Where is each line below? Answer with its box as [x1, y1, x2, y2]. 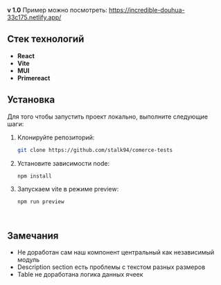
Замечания [7, 230, 59, 241]
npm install [17, 173, 52, 180]
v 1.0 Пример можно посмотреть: [7, 6, 107, 14]
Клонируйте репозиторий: [17, 133, 95, 141]
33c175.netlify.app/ [7, 13, 62, 21]
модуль [17, 256, 40, 264]
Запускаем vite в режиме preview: [17, 185, 119, 193]
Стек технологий [7, 33, 85, 45]
